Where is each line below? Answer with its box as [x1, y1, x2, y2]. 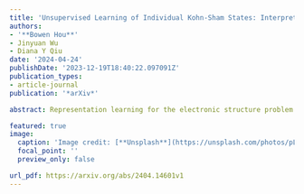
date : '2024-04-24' [9, 55, 83, 64]
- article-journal [9, 80, 79, 89]
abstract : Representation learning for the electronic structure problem [9, 105, 294, 114]
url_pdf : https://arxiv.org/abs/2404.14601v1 [9, 171, 184, 180]
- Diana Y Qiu [9, 47, 63, 56]
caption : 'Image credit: [17, 138, 111, 147]
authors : [9, 22, 43, 31]
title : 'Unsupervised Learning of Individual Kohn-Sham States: [9, 13, 257, 23]
